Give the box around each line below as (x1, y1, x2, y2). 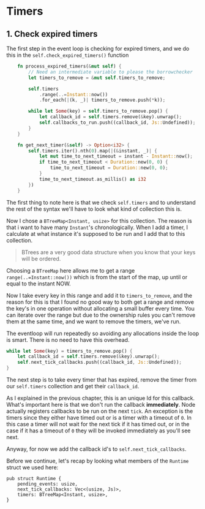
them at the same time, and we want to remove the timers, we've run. (6, 317, 181, 325)
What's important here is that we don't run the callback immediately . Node (6, 401, 196, 408)
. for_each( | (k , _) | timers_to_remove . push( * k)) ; (39, 97, 166, 104)
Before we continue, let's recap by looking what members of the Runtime (6, 458, 189, 464)
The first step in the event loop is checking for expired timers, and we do (6, 45, 190, 52)
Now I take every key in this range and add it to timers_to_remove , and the (6, 292, 193, 299)
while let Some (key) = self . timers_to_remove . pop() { (28, 108, 168, 115)
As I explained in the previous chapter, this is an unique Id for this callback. (6, 394, 195, 402)
